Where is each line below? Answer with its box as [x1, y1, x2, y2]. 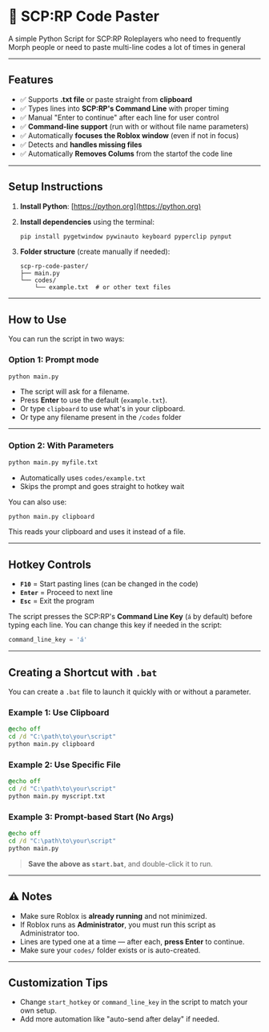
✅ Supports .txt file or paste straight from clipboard [19, 94, 193, 104]
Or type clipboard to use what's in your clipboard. [19, 404, 186, 414]
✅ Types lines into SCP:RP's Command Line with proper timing [19, 104, 230, 113]
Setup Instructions [8, 180, 103, 194]
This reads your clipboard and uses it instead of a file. [8, 527, 186, 536]
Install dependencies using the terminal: [19, 217, 155, 226]
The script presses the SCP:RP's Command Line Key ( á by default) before [8, 612, 253, 622]
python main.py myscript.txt [8, 792, 106, 800]
